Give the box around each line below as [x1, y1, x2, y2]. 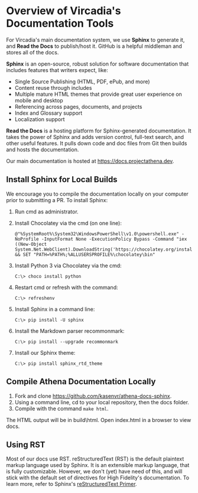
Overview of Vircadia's [6, 4, 121, 18]
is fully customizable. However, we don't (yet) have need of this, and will [6, 468, 183, 475]
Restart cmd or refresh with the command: [14, 284, 118, 291]
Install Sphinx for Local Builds [6, 174, 118, 184]
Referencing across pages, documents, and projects [14, 103, 142, 110]
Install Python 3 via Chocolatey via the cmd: [14, 262, 122, 269]
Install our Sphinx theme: [14, 349, 76, 356]
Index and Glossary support [14, 109, 83, 116]
